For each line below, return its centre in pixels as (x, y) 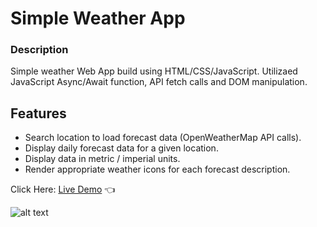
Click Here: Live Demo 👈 (63, 189)
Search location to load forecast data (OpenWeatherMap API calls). (163, 138)
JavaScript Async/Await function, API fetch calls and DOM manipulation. (159, 82)
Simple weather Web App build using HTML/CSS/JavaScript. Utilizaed (154, 71)
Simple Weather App (98, 18)
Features (38, 113)
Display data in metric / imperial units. (102, 159)
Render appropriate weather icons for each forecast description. (157, 169)
